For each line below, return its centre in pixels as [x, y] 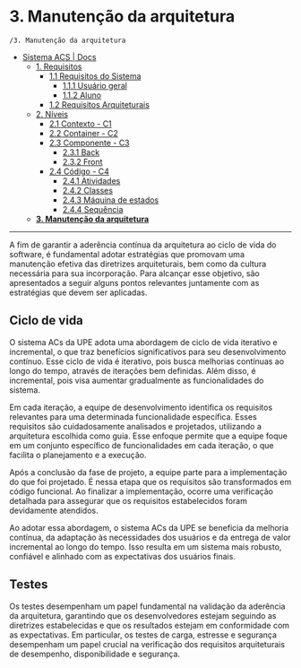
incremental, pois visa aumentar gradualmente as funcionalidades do [137, 380]
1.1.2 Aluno [82, 95]
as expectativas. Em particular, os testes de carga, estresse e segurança [143, 635]
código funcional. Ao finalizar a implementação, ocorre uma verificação [141, 491]
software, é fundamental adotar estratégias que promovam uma [127, 254]
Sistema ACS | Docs [59, 56]
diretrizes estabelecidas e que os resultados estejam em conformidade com [149, 625]
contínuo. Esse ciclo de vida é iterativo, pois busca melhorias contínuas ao [147, 361]
